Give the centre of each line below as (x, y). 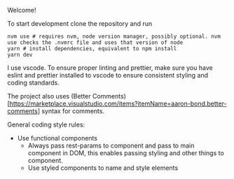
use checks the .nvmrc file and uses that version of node (95, 43)
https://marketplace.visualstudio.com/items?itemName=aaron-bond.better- (118, 103)
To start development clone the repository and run (80, 23)
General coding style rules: (46, 124)
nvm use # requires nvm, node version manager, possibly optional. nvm (114, 36)
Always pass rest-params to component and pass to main (111, 145)
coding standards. (33, 83)
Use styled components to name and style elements (103, 168)
